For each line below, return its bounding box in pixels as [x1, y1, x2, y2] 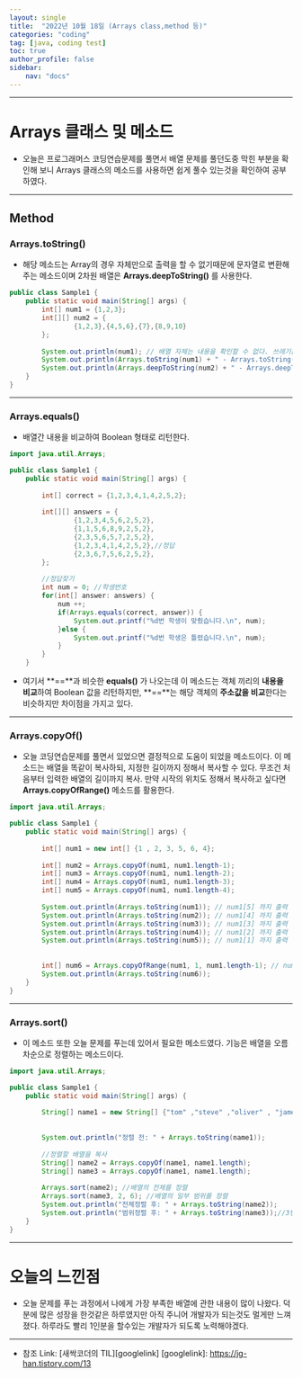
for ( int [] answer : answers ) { [41, 591, 155, 601]
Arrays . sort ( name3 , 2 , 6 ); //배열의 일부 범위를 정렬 [41, 1192, 228, 1201]
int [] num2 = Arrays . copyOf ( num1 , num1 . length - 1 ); [41, 861, 235, 870]
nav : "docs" [25, 72, 70, 81]
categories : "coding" [9, 30, 91, 39]
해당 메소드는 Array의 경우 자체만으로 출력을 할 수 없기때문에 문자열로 [22, 259, 266, 270]
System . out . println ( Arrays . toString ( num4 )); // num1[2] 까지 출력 [41, 927, 288, 936]
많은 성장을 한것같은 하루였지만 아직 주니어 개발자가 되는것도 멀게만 [39, 1310, 275, 1320]
